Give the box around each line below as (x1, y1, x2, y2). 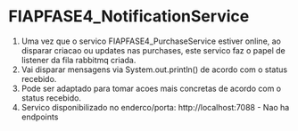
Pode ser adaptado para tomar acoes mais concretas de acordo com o (21, 83, 282, 94)
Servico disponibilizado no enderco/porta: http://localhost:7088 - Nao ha (21, 102, 290, 112)
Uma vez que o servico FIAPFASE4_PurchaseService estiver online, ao (21, 36, 282, 46)
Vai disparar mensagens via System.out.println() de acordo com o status (21, 64, 287, 75)
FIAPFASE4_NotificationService (8, 6, 250, 27)
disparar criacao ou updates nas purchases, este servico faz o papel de (21, 45, 286, 55)
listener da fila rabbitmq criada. (21, 54, 137, 65)
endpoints (21, 111, 59, 122)
